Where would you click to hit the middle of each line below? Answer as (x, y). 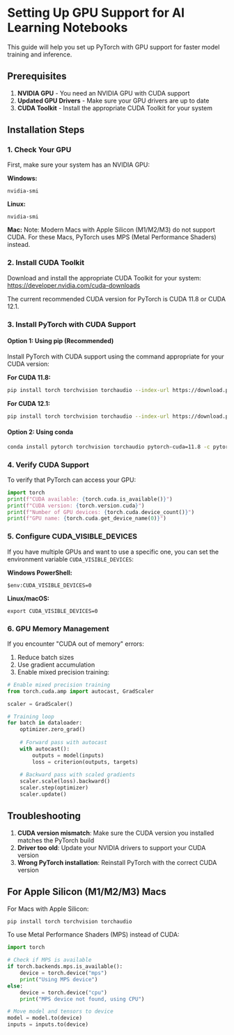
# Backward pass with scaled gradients (78, 775)
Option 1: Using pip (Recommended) (61, 341)
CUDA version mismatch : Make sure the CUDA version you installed (116, 833)
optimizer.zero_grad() (53, 730)
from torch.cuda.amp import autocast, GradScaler (81, 691)
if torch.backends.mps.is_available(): (65, 967)
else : (15, 986)
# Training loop (31, 716)
